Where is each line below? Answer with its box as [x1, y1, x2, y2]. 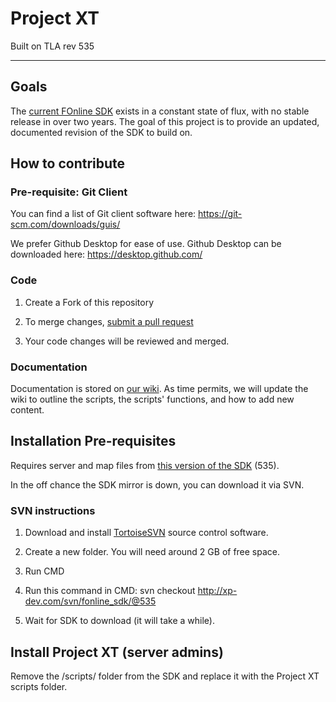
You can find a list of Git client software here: [10, 208, 197, 220]
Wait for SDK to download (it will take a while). [24, 615, 215, 627]
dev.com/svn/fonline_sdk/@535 [24, 595, 157, 607]
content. [10, 404, 45, 416]
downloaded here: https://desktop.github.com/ [10, 248, 203, 261]
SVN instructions [10, 503, 96, 517]
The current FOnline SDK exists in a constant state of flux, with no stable [10, 105, 310, 117]
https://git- [198, 208, 243, 220]
